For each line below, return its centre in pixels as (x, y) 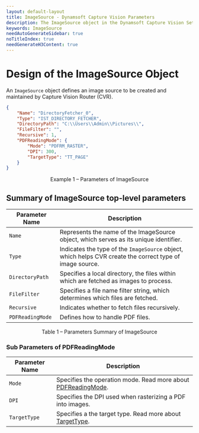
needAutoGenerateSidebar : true (45, 34)
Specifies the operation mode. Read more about (123, 380)
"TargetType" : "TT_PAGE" (58, 157)
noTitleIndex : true (30, 39)
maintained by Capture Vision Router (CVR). (60, 97)
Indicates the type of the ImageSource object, (121, 249)
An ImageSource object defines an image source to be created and (86, 90)
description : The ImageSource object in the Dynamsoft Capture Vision (95, 23)
